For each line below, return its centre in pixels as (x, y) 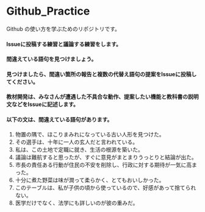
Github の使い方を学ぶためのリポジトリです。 (63, 29)
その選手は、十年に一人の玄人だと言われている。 (77, 142)
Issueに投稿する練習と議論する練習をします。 (64, 44)
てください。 (22, 82)
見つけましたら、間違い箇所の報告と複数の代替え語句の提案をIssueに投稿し (102, 74)
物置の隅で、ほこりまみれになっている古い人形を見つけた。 (90, 134)
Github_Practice (48, 11)
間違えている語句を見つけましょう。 (52, 59)
